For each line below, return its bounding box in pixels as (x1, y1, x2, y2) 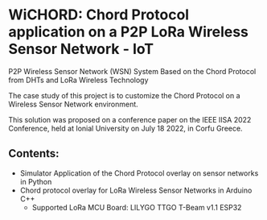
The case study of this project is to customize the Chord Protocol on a (8, 90, 240, 100)
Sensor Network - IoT (8, 40, 154, 58)
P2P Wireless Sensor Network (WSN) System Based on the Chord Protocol (8, 66, 257, 76)
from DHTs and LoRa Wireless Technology (8, 75, 149, 85)
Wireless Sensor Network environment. (8, 99, 138, 109)
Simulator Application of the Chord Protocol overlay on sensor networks (19, 168, 259, 178)
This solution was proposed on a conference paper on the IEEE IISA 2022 (8, 114, 252, 124)
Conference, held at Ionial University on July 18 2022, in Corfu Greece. (8, 123, 243, 133)
